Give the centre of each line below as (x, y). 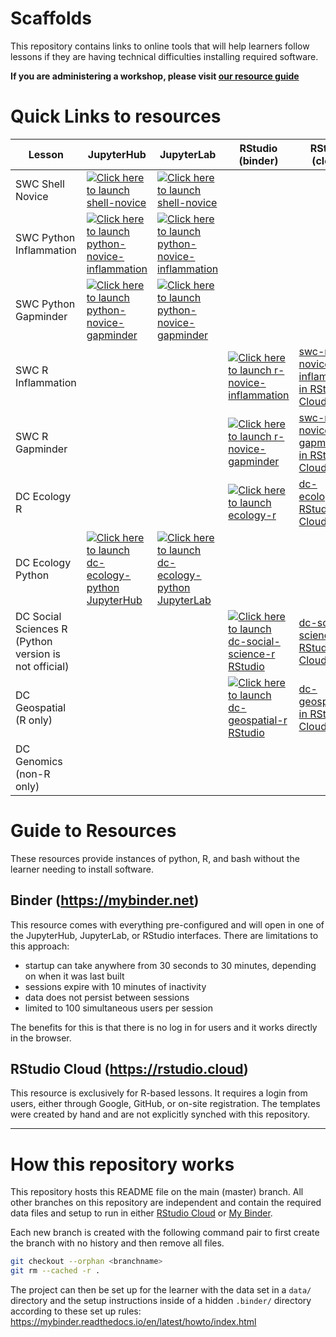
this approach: (40, 946)
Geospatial (41, 707)
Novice (32, 196)
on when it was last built (74, 976)
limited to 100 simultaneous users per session (119, 1008)
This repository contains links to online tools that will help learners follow (160, 46)
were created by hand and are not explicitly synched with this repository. (160, 1114)
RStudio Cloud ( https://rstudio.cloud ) (129, 1069)
